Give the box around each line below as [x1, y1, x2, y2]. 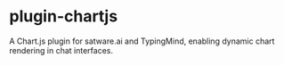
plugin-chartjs [9, 6, 118, 27]
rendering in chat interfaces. [9, 45, 114, 55]
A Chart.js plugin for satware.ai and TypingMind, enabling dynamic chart [9, 36, 275, 46]
